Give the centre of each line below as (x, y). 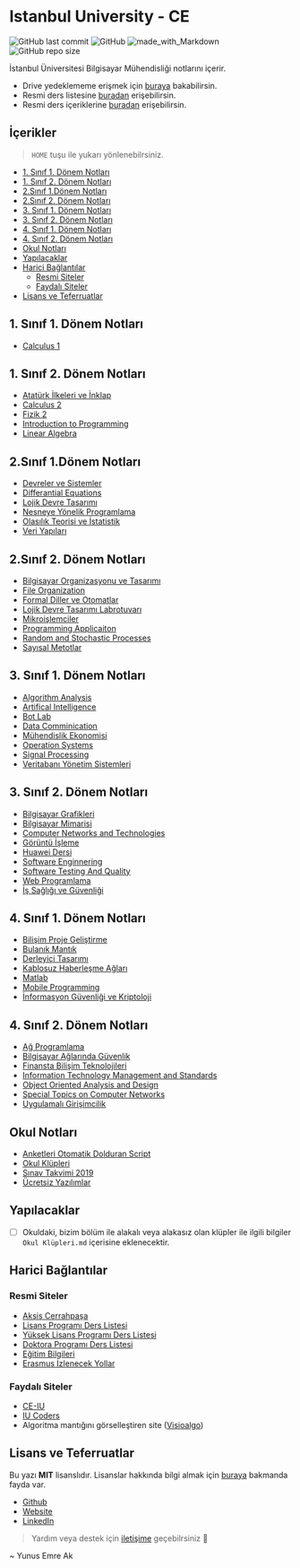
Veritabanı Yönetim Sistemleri (77, 763)
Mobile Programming (61, 988)
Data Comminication (60, 726)
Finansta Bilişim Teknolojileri (74, 1066)
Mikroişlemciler (50, 619)
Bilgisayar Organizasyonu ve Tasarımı (91, 581)
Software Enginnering (62, 861)
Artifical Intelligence (59, 707)
